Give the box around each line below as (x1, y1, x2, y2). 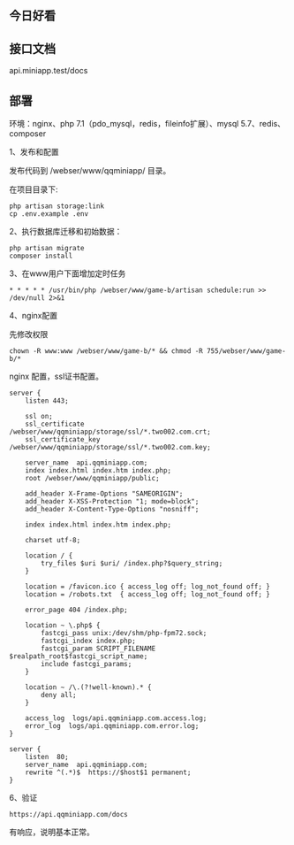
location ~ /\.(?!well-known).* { (25, 683, 152, 692)
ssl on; (25, 412, 53, 421)
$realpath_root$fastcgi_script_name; (9, 652, 148, 661)
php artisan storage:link (9, 202, 104, 211)
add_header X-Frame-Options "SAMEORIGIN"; (25, 489, 184, 498)
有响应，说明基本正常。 (9, 826, 94, 838)
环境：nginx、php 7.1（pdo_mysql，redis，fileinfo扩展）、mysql (9, 119, 239, 129)
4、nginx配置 (9, 311, 58, 321)
